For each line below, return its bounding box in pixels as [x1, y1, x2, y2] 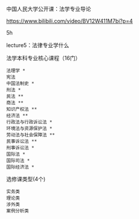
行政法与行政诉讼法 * [6, 119, 53, 125]
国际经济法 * [6, 164, 34, 170]
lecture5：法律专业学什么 [6, 42, 69, 48]
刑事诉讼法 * [6, 145, 34, 151]
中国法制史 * [6, 80, 34, 87]
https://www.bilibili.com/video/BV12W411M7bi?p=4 [6, 18, 133, 24]
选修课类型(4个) [6, 175, 46, 183]
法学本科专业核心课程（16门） [6, 54, 81, 62]
